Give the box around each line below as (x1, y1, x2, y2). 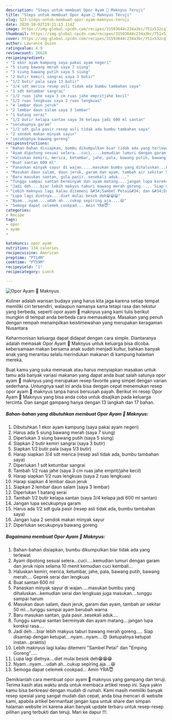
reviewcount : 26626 (6, 50, 47, 55)
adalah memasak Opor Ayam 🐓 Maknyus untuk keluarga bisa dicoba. (6, 340, 150, 346)
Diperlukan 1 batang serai (13, 489, 67, 495)
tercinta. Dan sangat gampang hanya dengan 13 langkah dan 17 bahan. (6, 399, 155, 405)
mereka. (6, 357, 23, 363)
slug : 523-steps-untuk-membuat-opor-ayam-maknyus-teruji (6, 17, 130, 22)
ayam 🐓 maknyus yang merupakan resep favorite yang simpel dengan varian (6, 377, 167, 383)
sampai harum (13, 595, 44, 602)
